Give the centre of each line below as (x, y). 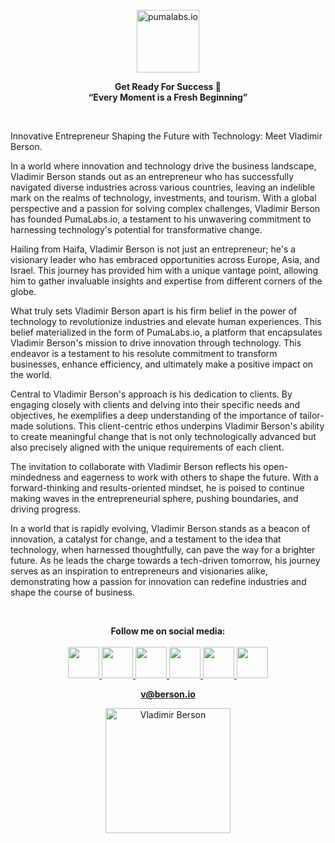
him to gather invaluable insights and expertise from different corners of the (166, 281)
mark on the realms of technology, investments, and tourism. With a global (163, 198)
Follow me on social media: (168, 631)
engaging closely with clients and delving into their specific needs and (155, 404)
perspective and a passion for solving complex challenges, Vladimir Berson (165, 208)
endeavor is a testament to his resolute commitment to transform (144, 353)
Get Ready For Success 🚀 (168, 86)
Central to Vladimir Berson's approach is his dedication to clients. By (151, 394)
